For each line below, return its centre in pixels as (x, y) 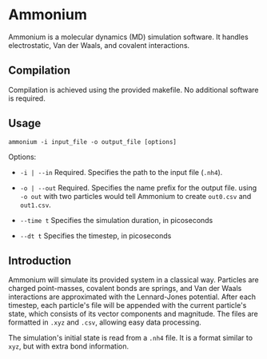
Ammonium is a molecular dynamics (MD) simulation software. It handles (129, 37)
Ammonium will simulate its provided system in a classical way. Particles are (133, 280)
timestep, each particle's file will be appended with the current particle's (128, 305)
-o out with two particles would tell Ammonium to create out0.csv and (135, 196)
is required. (27, 98)
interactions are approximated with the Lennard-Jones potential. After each (132, 297)
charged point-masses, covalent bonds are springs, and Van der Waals (125, 289)
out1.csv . (36, 205)
